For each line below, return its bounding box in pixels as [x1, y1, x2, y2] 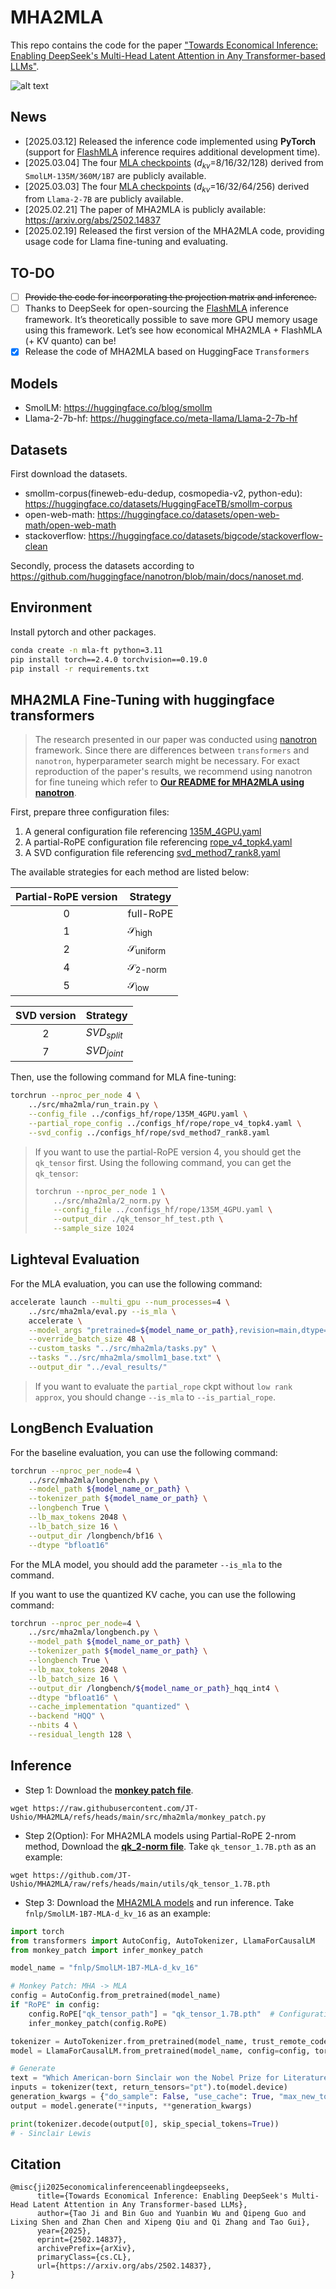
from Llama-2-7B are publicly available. [24, 193, 184, 205]
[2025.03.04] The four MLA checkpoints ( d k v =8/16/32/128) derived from [24, 156, 324, 171]
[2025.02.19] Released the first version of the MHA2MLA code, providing [24, 225, 325, 237]
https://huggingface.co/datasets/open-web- [96, 508, 280, 520]
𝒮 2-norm [127, 959, 167, 975]
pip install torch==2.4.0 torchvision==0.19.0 [10, 654, 208, 665]
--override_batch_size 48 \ [28, 1334, 145, 1345]
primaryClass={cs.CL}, [36, 2252, 132, 2263]
